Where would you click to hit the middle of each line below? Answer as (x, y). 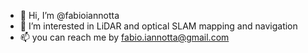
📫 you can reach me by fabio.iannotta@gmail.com (124, 37)
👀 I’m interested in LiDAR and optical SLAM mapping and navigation (158, 26)
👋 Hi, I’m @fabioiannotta (69, 15)
